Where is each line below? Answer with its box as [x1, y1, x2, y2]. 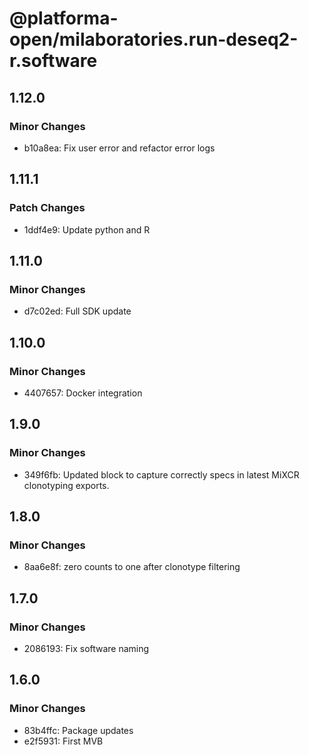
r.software [9, 50, 98, 72]
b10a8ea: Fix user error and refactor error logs [23, 142, 216, 154]
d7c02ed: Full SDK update [23, 305, 132, 317]
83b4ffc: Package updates [23, 724, 134, 736]
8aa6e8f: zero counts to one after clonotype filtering [23, 561, 241, 573]
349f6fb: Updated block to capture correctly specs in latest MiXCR [23, 468, 300, 481]
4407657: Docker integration [23, 387, 143, 399]
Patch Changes [9, 201, 86, 215]
